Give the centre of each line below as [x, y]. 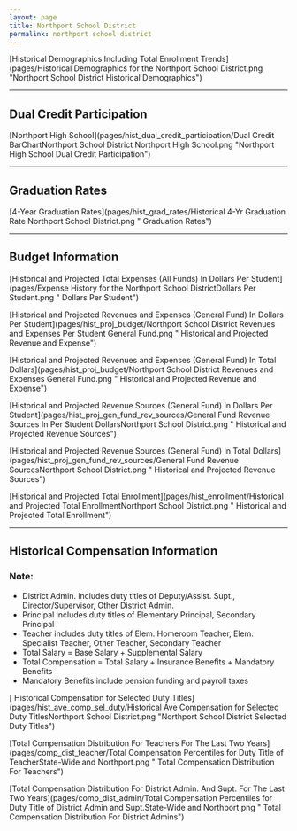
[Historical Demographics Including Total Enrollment [104, 59]
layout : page [33, 17]
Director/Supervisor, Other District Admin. [98, 605]
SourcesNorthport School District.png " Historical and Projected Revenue [142, 470]
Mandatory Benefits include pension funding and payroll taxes [135, 680]
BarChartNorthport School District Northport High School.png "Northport [142, 145]
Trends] [214, 59]
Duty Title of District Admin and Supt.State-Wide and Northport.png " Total [145, 807]
